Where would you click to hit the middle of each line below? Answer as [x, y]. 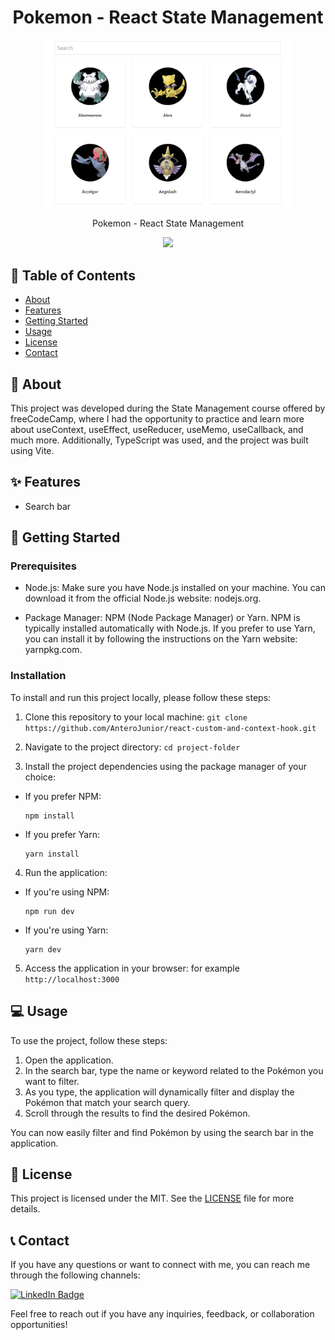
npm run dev [49, 911]
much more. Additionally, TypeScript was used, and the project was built [159, 440]
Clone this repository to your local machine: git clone [136, 717]
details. [25, 1209]
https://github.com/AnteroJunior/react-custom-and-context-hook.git [170, 728]
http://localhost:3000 [72, 979]
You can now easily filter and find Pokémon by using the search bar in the [162, 1132]
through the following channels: [75, 1275]
